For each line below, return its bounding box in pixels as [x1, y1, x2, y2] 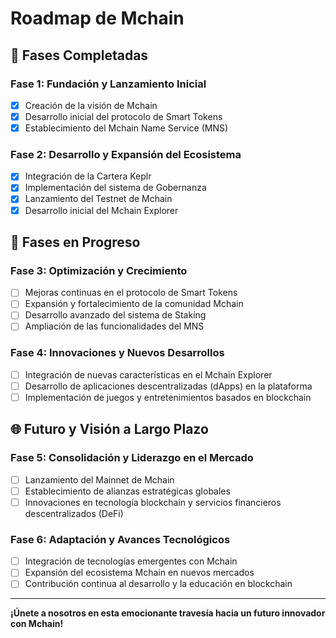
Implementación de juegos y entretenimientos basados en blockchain [24, 391, 312, 403]
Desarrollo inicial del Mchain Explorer [24, 204, 179, 216]
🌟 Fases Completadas [10, 47, 149, 64]
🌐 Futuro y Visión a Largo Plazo [10, 421, 209, 438]
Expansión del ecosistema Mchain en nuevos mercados [24, 567, 255, 579]
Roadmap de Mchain [10, 7, 185, 30]
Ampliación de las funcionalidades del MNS [24, 320, 205, 332]
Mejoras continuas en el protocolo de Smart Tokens [24, 287, 238, 299]
